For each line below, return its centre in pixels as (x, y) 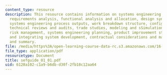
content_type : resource (30, 10)
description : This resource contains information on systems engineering (83, 14)
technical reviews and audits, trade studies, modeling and (73, 28)
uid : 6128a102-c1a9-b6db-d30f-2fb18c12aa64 (51, 65)
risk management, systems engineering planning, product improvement (83, 33)
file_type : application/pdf (34, 51)
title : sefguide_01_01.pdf (33, 60)
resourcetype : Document (30, 56)
